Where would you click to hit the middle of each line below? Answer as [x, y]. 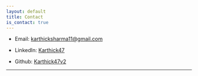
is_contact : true [27, 22]
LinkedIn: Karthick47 [39, 50]
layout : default [26, 11]
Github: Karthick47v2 [40, 61]
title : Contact [25, 17]
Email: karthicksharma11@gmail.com [59, 39]
